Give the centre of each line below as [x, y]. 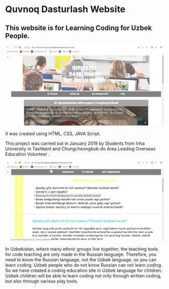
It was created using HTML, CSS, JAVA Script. [53, 134]
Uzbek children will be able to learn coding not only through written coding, [83, 275]
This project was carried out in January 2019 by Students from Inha [75, 143]
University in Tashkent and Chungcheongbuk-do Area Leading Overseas [80, 149]
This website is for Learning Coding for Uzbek [78, 28]
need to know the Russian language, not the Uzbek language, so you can [81, 259]
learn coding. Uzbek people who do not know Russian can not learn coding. [84, 265]
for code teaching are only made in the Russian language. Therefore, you [81, 254]
